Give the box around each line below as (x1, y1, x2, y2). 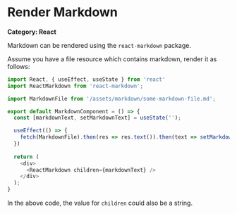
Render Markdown (7, 4, 118, 20)
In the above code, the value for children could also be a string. (7, 199, 193, 208)
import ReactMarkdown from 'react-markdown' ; (7, 82, 143, 89)
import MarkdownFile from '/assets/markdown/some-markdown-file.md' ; (7, 95, 217, 102)
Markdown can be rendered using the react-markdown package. (7, 41, 192, 49)
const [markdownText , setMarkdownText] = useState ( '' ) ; (13, 114, 181, 122)
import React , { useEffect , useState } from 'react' (7, 75, 166, 83)
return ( (13, 153, 39, 160)
